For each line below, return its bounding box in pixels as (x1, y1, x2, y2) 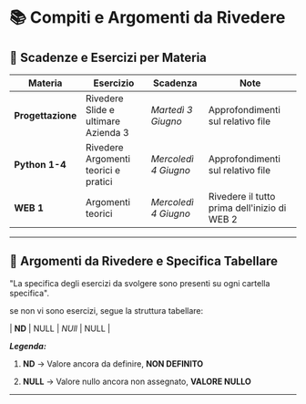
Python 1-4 (14, 159, 66, 171)
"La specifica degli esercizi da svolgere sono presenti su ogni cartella (9, 277, 270, 288)
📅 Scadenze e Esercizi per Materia (9, 49, 208, 65)
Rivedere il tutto (208, 191, 276, 202)
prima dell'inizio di (208, 202, 287, 214)
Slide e (85, 104, 116, 116)
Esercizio (93, 77, 135, 89)
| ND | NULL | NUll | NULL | (9, 323, 111, 334)
